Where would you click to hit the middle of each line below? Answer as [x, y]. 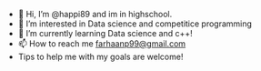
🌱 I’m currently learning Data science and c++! [105, 33]
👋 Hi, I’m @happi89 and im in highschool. [95, 14]
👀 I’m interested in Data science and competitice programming [135, 24]
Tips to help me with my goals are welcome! [100, 56]
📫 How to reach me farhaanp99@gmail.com [102, 44]
